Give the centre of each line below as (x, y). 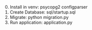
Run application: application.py (41, 22)
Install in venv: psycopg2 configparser (48, 7)
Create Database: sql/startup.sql (43, 12)
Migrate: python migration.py (39, 17)
